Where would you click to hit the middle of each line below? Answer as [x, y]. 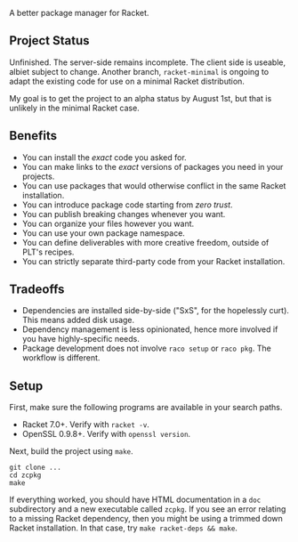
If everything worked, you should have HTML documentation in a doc [135, 500]
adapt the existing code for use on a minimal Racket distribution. [127, 81]
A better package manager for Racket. [79, 13]
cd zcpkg [25, 475]
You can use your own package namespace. [103, 233]
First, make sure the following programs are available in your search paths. [146, 408]
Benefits [33, 136]
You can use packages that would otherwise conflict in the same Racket [154, 185]
